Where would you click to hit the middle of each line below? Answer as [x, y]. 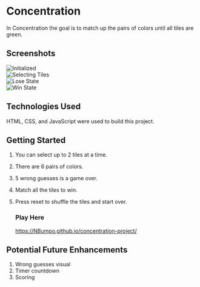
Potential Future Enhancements [67, 250]
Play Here [29, 218]
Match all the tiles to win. [46, 190]
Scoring [25, 277]
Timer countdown [37, 271]
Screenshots [31, 54]
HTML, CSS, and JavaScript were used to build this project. [80, 121]
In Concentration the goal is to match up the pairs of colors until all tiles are [100, 28]
